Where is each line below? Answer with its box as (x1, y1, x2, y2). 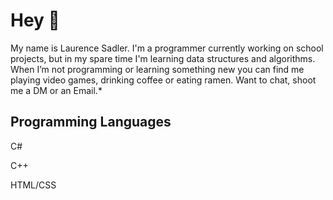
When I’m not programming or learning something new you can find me (10, 63, 305, 75)
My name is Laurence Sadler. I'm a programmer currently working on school (10, 42, 324, 54)
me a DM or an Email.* (10, 84, 103, 96)
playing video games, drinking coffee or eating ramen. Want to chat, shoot (10, 74, 317, 86)
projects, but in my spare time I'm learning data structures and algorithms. (10, 52, 316, 64)
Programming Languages (10, 114, 172, 131)
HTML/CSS (10, 179, 57, 191)
